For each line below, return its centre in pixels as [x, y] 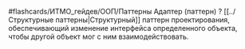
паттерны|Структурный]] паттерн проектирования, [142, 20]
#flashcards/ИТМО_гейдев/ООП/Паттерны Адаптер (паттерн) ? [115, 11]
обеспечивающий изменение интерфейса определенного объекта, [123, 28]
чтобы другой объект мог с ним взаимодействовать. [99, 36]
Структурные [31, 20]
